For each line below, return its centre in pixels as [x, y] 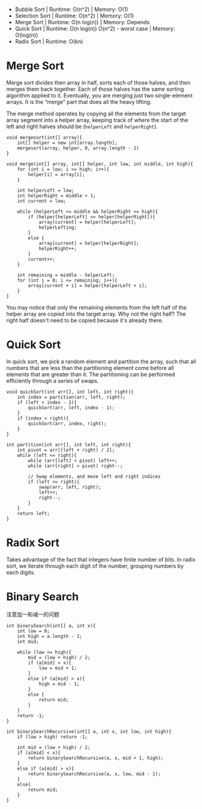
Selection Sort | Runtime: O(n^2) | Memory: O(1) [74, 16]
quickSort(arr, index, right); [67, 423]
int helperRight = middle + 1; [57, 196]
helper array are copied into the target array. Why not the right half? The [96, 314]
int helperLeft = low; [46, 190]
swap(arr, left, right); [70, 487]
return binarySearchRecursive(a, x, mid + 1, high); [96, 758]
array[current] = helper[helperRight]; [89, 243]
